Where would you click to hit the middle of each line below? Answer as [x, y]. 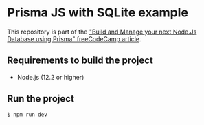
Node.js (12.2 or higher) [50, 77]
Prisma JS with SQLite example [98, 13]
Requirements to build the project [80, 61]
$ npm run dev [27, 115]
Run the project [41, 99]
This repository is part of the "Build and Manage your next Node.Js [102, 32]
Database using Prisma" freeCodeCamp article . [74, 38]
